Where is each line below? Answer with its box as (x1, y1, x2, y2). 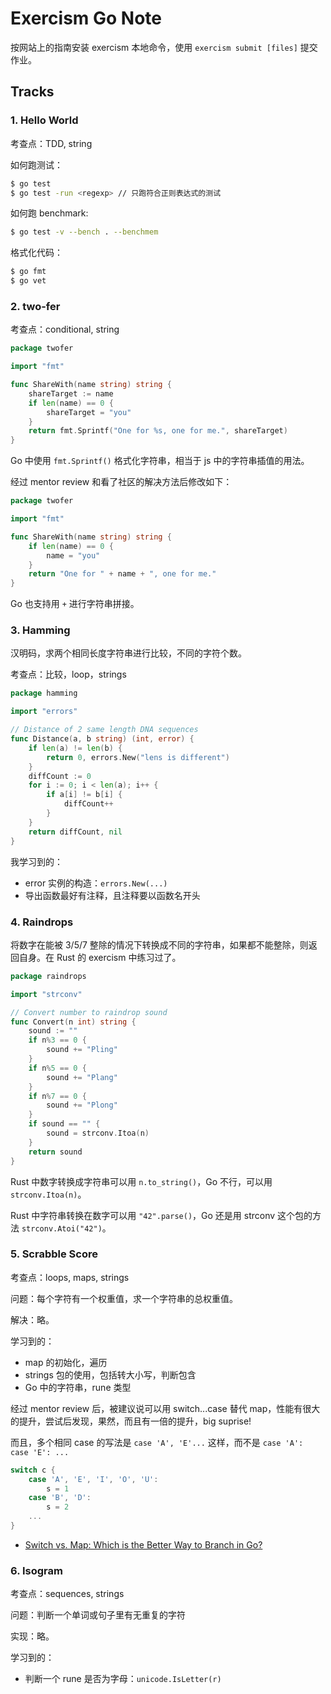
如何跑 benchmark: (10, 207, 89, 219)
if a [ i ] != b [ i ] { (46, 790, 123, 800)
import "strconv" (10, 989, 83, 999)
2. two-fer (10, 299, 61, 313)
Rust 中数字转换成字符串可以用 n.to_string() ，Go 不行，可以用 (10, 1175, 273, 1187)
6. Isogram (10, 1563, 63, 1577)
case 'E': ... (10, 1447, 70, 1457)
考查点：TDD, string (10, 137, 93, 149)
